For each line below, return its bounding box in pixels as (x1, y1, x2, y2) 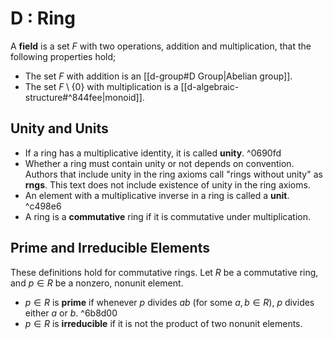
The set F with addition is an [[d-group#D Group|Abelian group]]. (24, 70, 293, 82)
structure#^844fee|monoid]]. (24, 91, 145, 103)
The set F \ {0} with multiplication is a (24, 80, 179, 92)
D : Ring (10, 7, 76, 30)
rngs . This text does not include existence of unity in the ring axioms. (24, 178, 311, 191)
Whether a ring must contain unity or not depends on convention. (24, 157, 295, 169)
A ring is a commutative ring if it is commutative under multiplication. (24, 210, 312, 222)
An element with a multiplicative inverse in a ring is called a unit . (24, 189, 290, 201)
